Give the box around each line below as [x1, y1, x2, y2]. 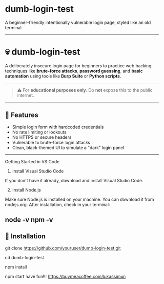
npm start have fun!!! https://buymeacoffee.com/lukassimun [5, 273, 126, 279]
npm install [5, 264, 27, 270]
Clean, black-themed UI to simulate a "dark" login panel [12, 145, 124, 151]
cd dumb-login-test [5, 254, 44, 260]
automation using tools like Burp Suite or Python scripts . [5, 73, 121, 79]
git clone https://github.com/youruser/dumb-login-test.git [5, 245, 121, 251]
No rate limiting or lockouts [12, 129, 67, 135]
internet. [17, 92, 34, 98]
